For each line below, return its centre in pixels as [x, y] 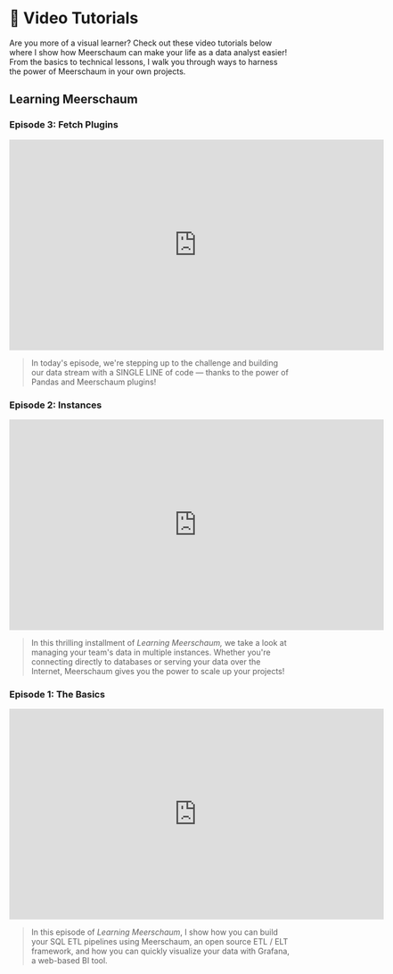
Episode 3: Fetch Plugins [64, 125]
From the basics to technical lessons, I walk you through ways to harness [143, 62]
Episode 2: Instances [56, 405]
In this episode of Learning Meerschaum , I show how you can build [155, 932]
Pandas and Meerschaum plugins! [94, 382]
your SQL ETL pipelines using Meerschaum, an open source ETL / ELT [160, 942]
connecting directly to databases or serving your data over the [146, 661]
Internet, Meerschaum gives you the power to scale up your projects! [158, 671]
